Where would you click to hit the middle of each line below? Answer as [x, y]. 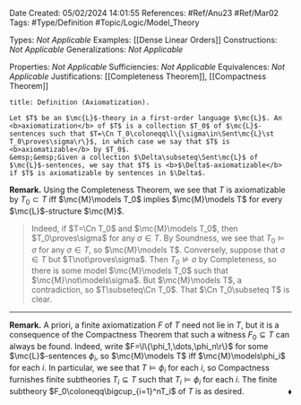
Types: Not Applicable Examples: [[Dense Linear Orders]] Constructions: [143, 40]
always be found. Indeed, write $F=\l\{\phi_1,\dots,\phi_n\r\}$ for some [139, 347]
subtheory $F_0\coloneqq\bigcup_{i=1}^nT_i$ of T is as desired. [127, 391]
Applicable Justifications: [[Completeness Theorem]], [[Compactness [138, 76]
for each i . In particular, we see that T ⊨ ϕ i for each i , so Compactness [140, 369]
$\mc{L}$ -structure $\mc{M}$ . [67, 211]
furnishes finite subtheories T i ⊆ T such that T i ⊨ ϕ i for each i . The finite [143, 380]
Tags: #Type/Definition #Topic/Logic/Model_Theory [104, 22]
